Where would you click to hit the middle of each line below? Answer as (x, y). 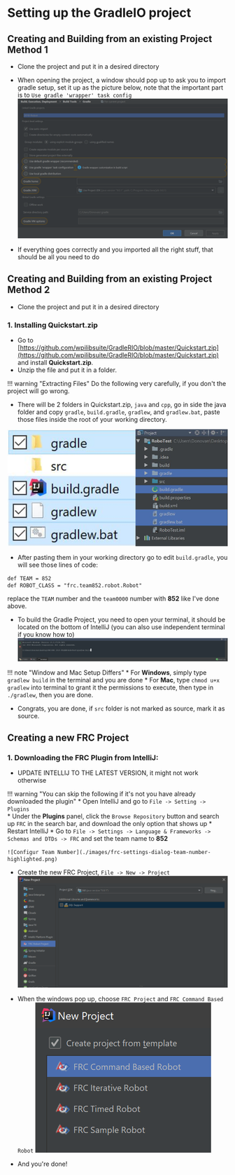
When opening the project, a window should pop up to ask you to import (121, 80)
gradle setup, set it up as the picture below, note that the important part (120, 88)
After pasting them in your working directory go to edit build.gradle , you (122, 558)
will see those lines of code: (57, 565)
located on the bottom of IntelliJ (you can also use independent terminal (121, 627)
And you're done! (42, 1164)
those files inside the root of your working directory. (92, 419)
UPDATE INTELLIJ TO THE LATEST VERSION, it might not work (108, 773)
